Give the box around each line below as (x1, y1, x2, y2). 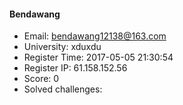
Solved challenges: (23, 83, 103, 95)
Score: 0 (23, 73, 60, 85)
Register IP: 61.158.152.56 (23, 62, 128, 74)
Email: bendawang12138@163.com (23, 30, 167, 42)
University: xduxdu (23, 41, 102, 53)
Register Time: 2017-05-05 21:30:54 (23, 51, 174, 64)
